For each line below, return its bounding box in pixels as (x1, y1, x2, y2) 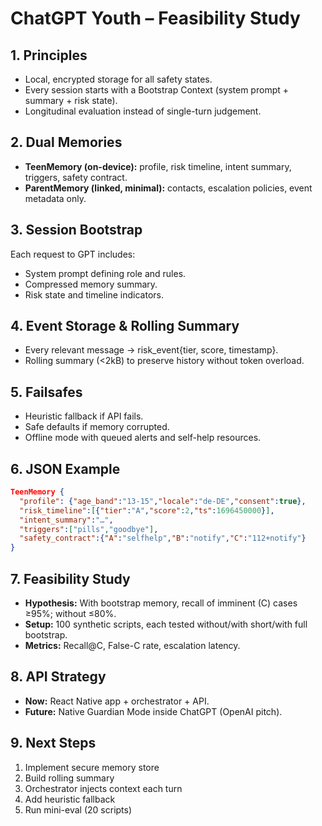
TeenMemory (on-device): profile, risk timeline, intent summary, (24, 160, 292, 172)
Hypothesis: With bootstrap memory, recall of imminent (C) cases (24, 597, 298, 609)
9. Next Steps (10, 735, 97, 752)
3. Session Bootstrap (10, 222, 143, 239)
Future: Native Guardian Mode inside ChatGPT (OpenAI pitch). (24, 705, 283, 717)
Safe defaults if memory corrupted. (24, 421, 170, 433)
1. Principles (10, 47, 88, 64)
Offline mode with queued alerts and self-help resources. (24, 432, 262, 444)
